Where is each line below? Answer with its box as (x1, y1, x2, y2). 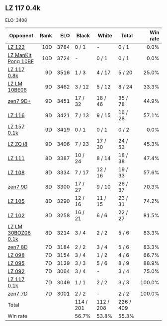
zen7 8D (7, 244, 28, 250)
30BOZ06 (7, 229, 31, 236)
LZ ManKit (7, 52, 32, 59)
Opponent (9, 32, 34, 39)
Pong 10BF (7, 58, 34, 65)
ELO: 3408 (5, 17, 27, 23)
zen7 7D (7, 290, 28, 297)
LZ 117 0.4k (5, 4, 41, 12)
